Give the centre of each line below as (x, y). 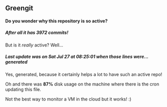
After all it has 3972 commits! (37, 32)
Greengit (19, 8)
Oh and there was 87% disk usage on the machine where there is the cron (82, 84)
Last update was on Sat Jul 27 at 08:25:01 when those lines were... (77, 56)
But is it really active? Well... (34, 45)
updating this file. (23, 89)
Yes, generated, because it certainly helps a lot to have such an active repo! (84, 74)
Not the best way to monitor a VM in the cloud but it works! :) (68, 99)
